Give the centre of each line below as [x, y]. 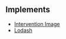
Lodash [23, 30]
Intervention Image [37, 24]
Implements [28, 10]
